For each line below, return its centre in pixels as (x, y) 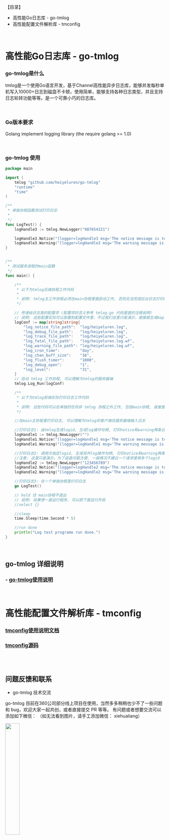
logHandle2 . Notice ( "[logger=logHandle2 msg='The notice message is (87, 467)
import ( (14, 178)
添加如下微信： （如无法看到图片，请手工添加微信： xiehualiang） (74, 716)
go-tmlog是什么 (25, 74)
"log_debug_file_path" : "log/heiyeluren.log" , (76, 332)
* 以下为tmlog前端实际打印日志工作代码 (53, 397)
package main (19, 169)
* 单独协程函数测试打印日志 (32, 211)
